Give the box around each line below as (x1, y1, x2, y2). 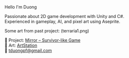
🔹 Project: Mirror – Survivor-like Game (4, 37, 81, 43)
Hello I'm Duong (4, 4, 37, 10)
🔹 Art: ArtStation (4, 43, 37, 48)
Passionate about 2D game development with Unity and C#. (4, 14, 125, 19)
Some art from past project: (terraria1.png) (4, 28, 90, 33)
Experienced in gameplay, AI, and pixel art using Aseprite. (4, 19, 120, 24)
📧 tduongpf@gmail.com (4, 48, 52, 53)
